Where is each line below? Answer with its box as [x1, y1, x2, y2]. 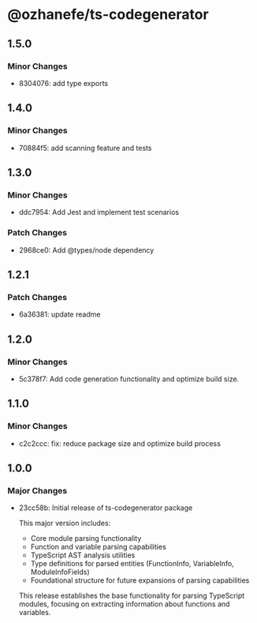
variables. [18, 608, 51, 617]
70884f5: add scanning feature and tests [18, 143, 152, 152]
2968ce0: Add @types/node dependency [18, 245, 155, 254]
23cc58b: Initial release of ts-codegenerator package [18, 503, 193, 512]
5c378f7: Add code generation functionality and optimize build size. [18, 373, 240, 384]
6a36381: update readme [18, 310, 101, 319]
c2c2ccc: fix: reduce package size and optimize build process [18, 438, 222, 448]
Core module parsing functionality [30, 534, 142, 543]
